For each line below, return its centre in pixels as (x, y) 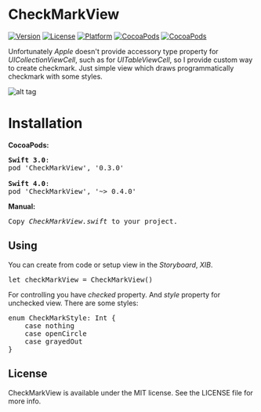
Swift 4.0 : (29, 183)
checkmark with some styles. (56, 76)
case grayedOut (54, 341)
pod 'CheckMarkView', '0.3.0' (66, 168)
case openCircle (56, 334)
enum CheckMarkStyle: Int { (62, 318)
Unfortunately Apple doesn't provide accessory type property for (113, 51)
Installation (45, 124)
